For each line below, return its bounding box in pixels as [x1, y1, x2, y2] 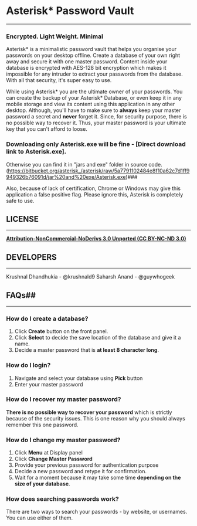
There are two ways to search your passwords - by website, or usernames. [6, 508, 188, 515]
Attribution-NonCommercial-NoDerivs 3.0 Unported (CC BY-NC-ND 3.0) [6, 235, 186, 242]
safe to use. [6, 197, 35, 204]
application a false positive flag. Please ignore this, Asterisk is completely [6, 191, 184, 198]
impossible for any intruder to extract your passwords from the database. [6, 70, 183, 77]
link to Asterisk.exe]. [6, 148, 66, 156]
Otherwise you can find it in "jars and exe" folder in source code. [6, 161, 162, 168]
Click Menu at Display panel [14, 449, 83, 456]
